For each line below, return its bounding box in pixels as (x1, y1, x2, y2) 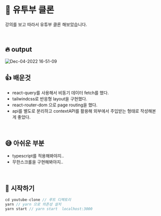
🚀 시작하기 (5, 184, 35, 193)
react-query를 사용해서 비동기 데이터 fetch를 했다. (12, 90, 109, 96)
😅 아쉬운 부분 (5, 139, 45, 147)
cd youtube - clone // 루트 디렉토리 (5, 197, 71, 202)
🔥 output (5, 45, 33, 54)
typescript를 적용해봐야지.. (12, 153, 64, 159)
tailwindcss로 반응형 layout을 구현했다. (12, 96, 88, 101)
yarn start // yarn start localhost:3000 (5, 206, 93, 211)
